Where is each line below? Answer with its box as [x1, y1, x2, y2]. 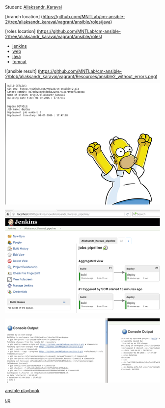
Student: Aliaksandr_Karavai [5, 4, 62, 10]
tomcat [12, 59, 27, 64]
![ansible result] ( [5, 68, 40, 74]
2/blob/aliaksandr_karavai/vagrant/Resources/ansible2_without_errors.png [5, 74, 156, 79]
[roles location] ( [5, 28, 38, 34]
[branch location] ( [5, 14, 43, 19]
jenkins [12, 43, 27, 49]
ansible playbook [5, 387, 40, 393]
